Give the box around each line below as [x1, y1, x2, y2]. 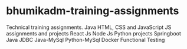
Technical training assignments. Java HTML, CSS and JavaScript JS [6, 24, 172, 31]
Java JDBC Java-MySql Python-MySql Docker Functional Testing [6, 36, 165, 43]
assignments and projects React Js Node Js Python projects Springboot [6, 30, 182, 37]
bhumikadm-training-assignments [6, 4, 179, 18]
